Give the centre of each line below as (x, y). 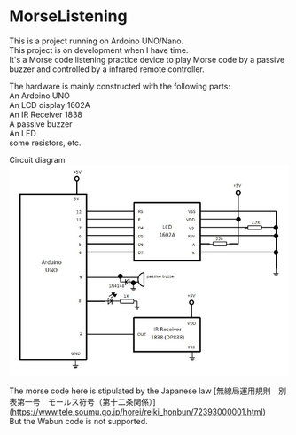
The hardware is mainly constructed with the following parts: (120, 86)
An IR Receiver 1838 (46, 114)
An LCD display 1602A (50, 105)
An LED (23, 133)
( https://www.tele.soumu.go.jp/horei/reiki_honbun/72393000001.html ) (137, 412)
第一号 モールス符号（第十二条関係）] (86, 402)
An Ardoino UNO (40, 96)
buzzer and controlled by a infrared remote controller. (107, 69)
